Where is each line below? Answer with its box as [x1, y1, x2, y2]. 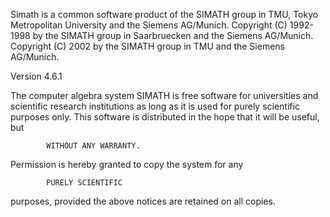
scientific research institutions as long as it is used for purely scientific [10, 100, 300, 112]
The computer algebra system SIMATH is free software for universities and [10, 90, 319, 101]
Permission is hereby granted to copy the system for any [10, 159, 244, 170]
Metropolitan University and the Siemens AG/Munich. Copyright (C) [10, 19, 288, 31]
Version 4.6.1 [10, 70, 63, 82]
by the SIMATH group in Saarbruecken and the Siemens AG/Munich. [32, 30, 314, 41]
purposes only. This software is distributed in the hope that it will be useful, [10, 111, 320, 123]
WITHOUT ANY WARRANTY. [46, 141, 141, 151]
